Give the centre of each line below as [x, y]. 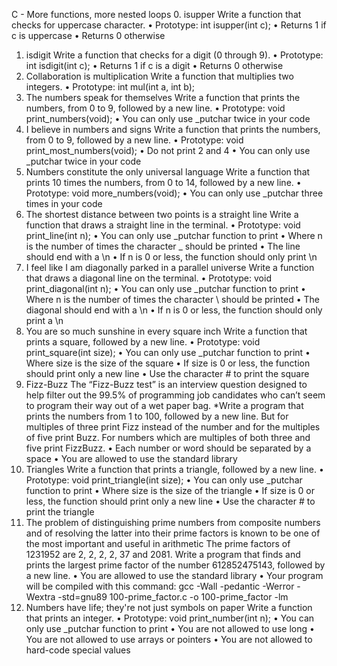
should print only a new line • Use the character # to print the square [167, 373]
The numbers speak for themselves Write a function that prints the [163, 97]
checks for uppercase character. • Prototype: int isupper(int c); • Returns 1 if [169, 25]
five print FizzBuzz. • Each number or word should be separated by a [168, 448]
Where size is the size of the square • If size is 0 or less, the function [168, 363]
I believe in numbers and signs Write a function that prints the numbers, [173, 129]
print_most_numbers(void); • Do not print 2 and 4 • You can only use [168, 150]
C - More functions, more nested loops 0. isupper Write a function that [156, 14]
